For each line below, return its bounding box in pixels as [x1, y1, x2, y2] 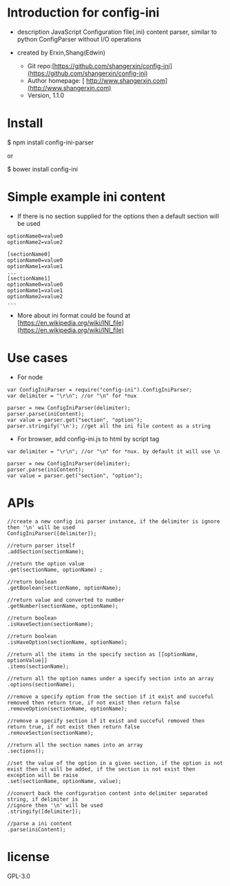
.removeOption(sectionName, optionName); [7, 705, 128, 712]
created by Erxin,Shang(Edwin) [17, 48, 105, 57]
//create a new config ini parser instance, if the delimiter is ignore [7, 518, 220, 525]
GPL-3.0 [7, 871, 31, 880]
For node [17, 373, 43, 381]
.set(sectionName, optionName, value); [7, 778, 122, 784]
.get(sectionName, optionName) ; [7, 566, 103, 573]
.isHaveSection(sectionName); [7, 620, 94, 628]
